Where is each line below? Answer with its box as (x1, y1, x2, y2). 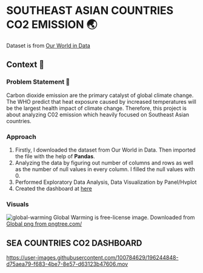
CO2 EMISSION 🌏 (6, 18, 98, 32)
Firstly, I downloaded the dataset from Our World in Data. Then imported (15, 146, 196, 153)
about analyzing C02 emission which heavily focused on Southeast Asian (6, 110, 190, 118)
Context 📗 (6, 59, 44, 70)
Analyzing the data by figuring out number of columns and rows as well (15, 159, 194, 166)
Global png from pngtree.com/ (6, 220, 82, 227)
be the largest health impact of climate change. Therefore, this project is (6, 104, 187, 112)
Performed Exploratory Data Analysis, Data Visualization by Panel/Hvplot (15, 178, 197, 186)
